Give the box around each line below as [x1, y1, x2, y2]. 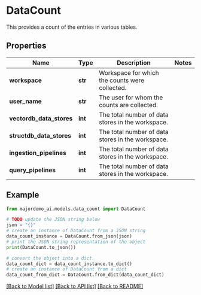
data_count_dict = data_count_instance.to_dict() [6, 261, 133, 267]
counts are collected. [98, 101, 159, 109]
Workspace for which [98, 68, 160, 77]
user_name [9, 97, 42, 105]
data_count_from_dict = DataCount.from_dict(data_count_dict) [6, 272, 165, 278]
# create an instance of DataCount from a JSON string [6, 228, 146, 234]
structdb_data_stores [9, 131, 72, 139]
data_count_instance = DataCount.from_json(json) [6, 233, 133, 239]
